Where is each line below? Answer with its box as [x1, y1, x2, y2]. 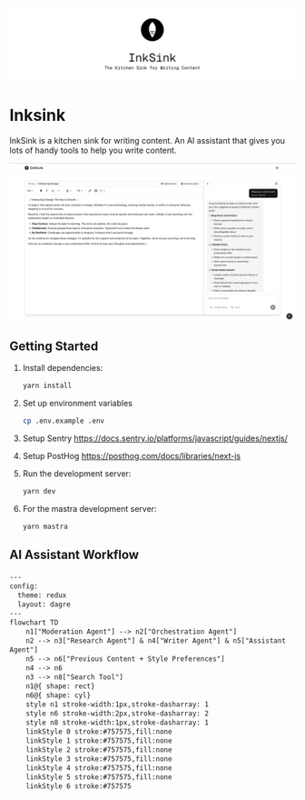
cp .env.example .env [22, 416, 104, 425]
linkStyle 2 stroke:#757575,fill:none [25, 745, 172, 755]
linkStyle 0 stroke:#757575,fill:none [25, 726, 172, 736]
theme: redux [17, 590, 67, 600]
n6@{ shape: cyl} [25, 690, 92, 700]
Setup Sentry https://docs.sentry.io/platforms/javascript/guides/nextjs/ [22, 433, 289, 444]
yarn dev [22, 487, 56, 496]
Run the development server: [22, 468, 132, 479]
